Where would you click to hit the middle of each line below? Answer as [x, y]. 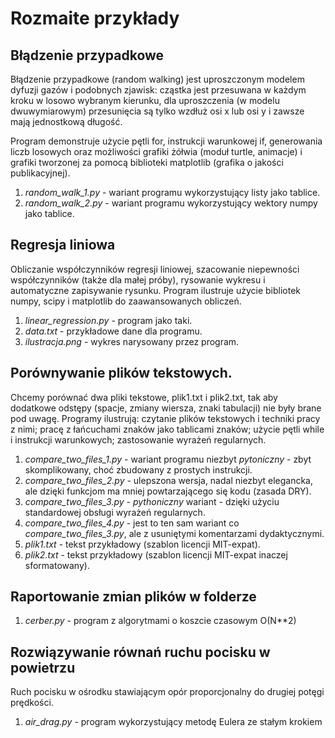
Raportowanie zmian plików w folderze [133, 597]
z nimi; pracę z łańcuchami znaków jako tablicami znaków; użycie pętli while [167, 429]
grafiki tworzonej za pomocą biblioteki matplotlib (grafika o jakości [147, 162]
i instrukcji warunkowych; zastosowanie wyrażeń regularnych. [138, 439]
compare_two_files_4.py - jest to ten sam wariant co [132, 523]
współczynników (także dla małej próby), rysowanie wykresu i [138, 279]
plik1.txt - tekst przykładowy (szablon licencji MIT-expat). [142, 544]
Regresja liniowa [63, 245]
